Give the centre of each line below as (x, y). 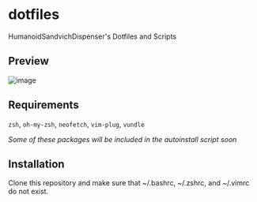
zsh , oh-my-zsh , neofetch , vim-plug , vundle (76, 124)
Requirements (43, 105)
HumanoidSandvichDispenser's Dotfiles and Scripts (92, 36)
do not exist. (28, 192)
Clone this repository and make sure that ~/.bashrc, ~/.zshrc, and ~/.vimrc (129, 183)
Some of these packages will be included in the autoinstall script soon (123, 139)
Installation (36, 164)
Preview (29, 61)
